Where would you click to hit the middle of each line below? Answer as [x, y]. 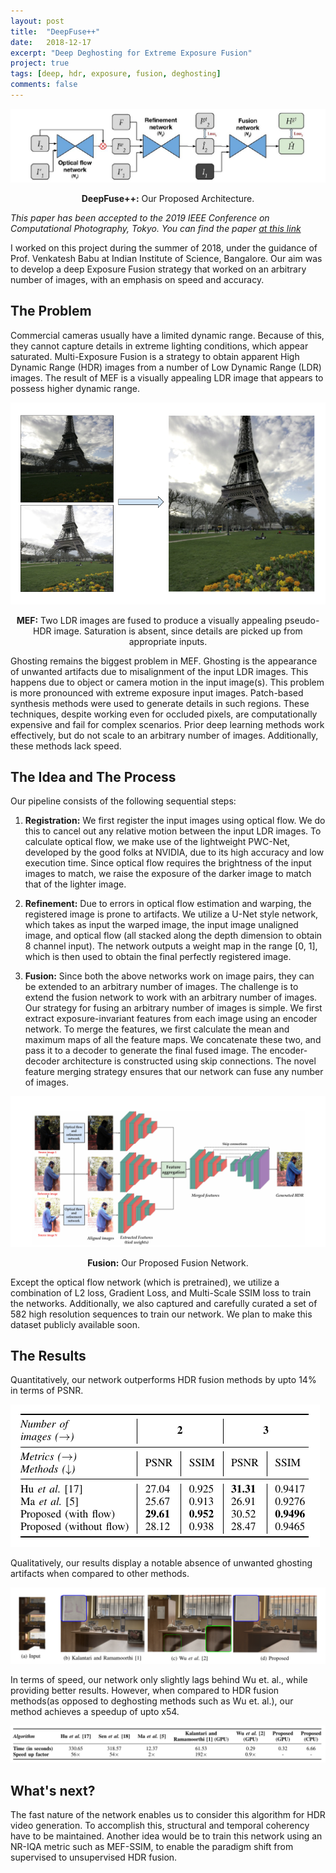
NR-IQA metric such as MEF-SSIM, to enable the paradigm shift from [152, 1847]
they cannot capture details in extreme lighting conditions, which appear [159, 346]
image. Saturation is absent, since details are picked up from [178, 631]
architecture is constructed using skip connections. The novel [189, 1061]
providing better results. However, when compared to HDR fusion [145, 1691]
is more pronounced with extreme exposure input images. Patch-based [157, 692]
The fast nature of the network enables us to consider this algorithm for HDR [168, 1815]
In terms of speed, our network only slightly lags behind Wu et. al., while [159, 1680]
